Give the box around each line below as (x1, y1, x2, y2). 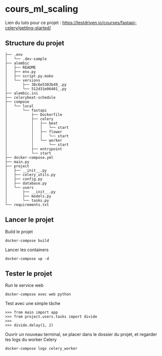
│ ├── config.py (5, 177, 43, 181)
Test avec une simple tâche (5, 301, 61, 306)
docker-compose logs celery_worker (5, 346, 78, 351)
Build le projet (5, 229, 33, 234)
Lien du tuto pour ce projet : (5, 20, 61, 25)
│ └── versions (5, 77, 41, 83)
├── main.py (5, 159, 29, 164)
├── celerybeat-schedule (5, 95, 56, 100)
